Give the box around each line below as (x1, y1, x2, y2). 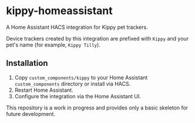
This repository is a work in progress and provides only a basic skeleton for (6, 104, 189, 111)
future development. (6, 110, 56, 117)
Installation (6, 58, 48, 68)
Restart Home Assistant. (14, 87, 73, 94)
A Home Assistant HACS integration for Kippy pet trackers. (6, 24, 148, 31)
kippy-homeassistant (6, 4, 113, 18)
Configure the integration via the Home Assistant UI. (14, 92, 141, 99)
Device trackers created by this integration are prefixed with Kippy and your (6, 35, 189, 42)
